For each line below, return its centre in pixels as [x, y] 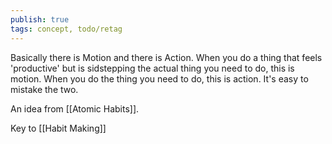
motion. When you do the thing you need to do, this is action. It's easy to [159, 78]
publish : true [40, 19]
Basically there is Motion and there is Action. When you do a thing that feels [166, 57]
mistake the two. [44, 89]
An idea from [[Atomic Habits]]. [75, 108]
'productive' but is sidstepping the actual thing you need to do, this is [152, 68]
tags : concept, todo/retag [66, 29]
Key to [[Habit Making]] [58, 128]
